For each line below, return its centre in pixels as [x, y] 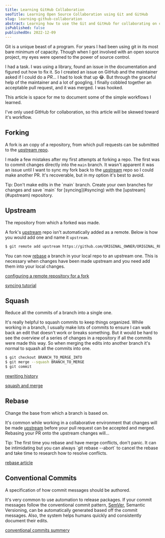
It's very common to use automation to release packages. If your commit [79, 500]
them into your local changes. [35, 266]
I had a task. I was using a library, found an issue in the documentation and [81, 67]
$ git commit [18, 367]
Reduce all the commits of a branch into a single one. [59, 313]
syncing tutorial [21, 285]
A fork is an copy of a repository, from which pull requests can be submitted [82, 144]
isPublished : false [25, 28]
